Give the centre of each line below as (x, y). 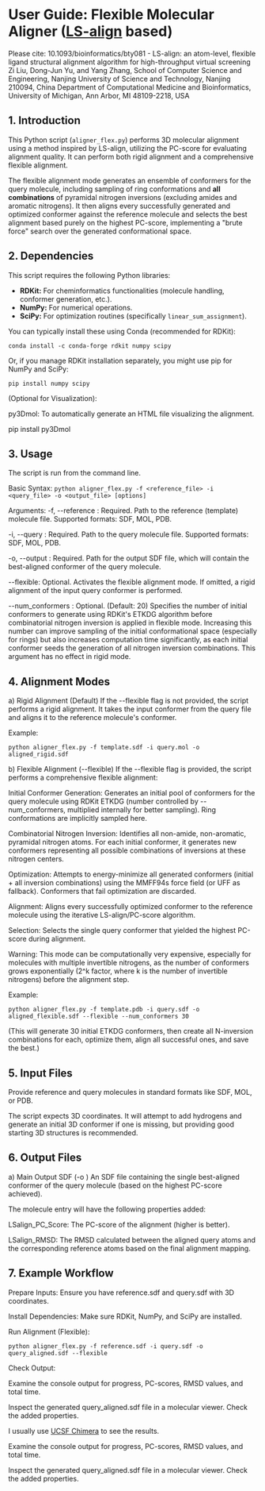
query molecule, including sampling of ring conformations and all (114, 189)
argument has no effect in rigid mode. (70, 657)
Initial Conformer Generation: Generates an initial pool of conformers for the (132, 793)
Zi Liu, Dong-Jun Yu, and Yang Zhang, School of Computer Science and (125, 70)
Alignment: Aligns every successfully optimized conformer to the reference (131, 907)
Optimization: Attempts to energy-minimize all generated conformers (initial (131, 874)
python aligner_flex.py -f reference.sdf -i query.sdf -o (106, 1346)
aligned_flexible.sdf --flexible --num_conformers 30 (99, 1017)
